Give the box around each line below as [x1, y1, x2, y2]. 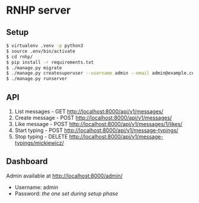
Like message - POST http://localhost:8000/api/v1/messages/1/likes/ [14, 120, 182, 127]
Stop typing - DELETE [14, 133, 68, 140]
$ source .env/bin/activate [6, 48, 76, 54]
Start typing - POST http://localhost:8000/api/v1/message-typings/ [14, 127, 179, 134]
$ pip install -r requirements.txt [6, 59, 94, 65]
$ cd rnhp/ [6, 54, 33, 60]
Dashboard [6, 156, 48, 166]
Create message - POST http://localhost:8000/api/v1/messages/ [14, 114, 172, 121]
